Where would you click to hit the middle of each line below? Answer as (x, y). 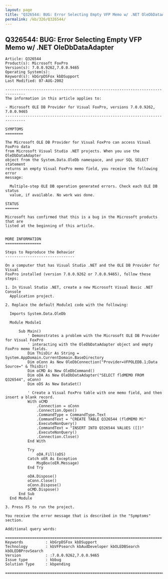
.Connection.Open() (57, 411)
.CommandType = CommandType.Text (71, 415)
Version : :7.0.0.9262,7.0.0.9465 (52, 555)
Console (13, 292)
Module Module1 (25, 323)
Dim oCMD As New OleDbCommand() (61, 371)
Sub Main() (30, 331)
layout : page (19, 10)
